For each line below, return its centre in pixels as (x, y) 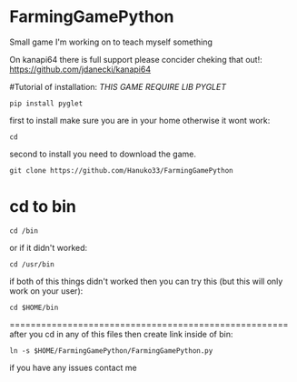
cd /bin (24, 231)
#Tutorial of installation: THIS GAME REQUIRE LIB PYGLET (118, 86)
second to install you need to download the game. (103, 154)
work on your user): (46, 291)
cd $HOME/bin (34, 307)
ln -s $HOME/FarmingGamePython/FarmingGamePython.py (111, 351)
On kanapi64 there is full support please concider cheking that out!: (136, 59)
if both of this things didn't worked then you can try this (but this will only (146, 281)
